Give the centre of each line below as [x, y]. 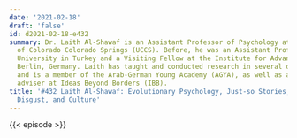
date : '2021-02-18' [45, 17]
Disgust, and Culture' [59, 100]
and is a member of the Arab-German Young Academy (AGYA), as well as [150, 75]
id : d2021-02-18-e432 [49, 34]
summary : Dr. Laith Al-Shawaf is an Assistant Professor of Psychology [144, 42]
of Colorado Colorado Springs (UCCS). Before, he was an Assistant [144, 50]
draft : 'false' [37, 26]
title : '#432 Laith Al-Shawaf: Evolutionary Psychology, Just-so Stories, [150, 91]
